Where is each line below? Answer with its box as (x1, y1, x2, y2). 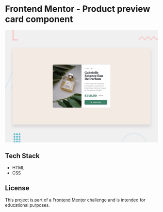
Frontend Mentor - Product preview (5, 3, 150, 15)
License (5, 184, 30, 193)
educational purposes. (5, 202, 50, 208)
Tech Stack (5, 152, 40, 160)
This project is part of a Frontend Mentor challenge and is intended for (5, 197, 146, 203)
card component (5, 14, 73, 25)
